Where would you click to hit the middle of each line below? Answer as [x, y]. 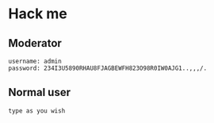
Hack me [38, 14]
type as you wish [37, 111]
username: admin [35, 61]
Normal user [40, 92]
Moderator [35, 43]
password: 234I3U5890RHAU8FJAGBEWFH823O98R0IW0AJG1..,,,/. [108, 68]
